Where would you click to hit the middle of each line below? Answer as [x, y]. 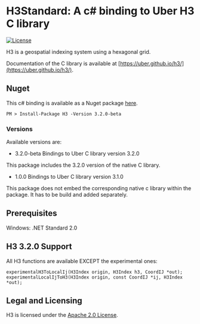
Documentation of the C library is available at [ [63, 63]
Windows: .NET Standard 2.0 [42, 228]
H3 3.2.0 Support [39, 247]
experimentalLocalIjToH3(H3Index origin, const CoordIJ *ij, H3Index [95, 277]
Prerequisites [32, 213]
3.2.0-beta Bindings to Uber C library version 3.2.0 [77, 154]
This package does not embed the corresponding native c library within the [99, 188]
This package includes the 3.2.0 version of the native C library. [83, 165]
